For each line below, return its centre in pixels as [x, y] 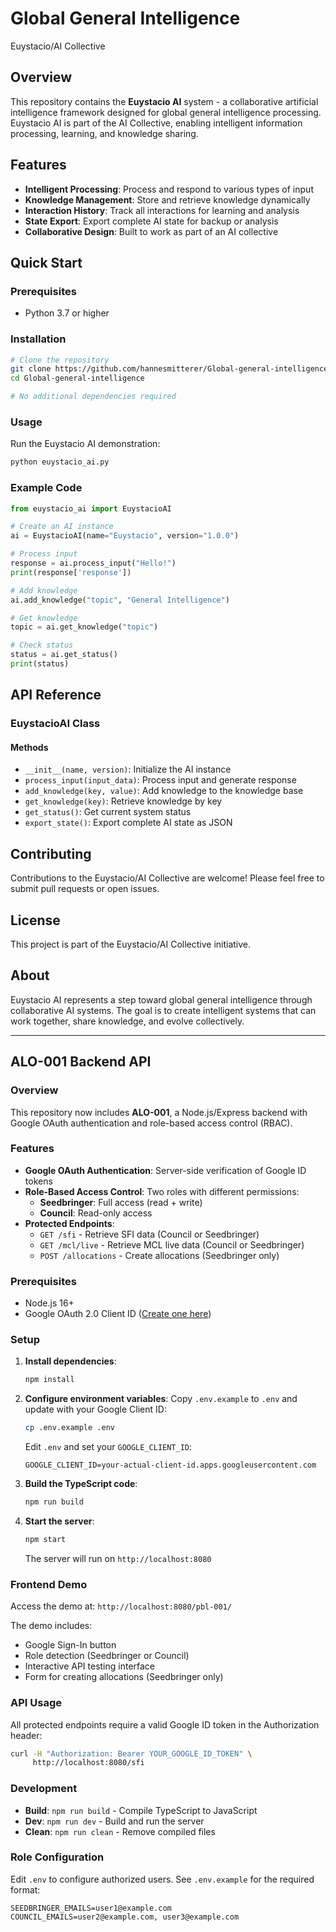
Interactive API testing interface [90, 1666]
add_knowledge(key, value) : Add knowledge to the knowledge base [164, 791]
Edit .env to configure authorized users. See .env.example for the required [162, 1879]
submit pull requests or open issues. [85, 889]
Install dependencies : [70, 1361]
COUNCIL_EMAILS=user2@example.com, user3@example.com [125, 1917]
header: [26, 1735]
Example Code [46, 488]
